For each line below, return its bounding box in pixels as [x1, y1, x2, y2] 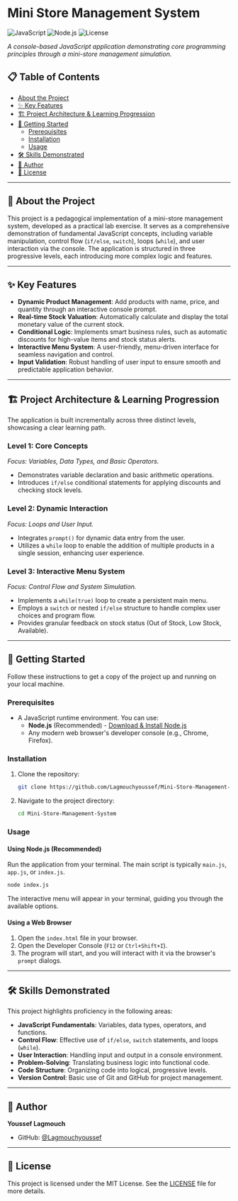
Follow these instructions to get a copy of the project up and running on [7, 672, 217, 681]
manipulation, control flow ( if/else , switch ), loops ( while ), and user [7, 236, 205, 245]
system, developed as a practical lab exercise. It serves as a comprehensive [7, 221, 230, 230]
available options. [7, 902, 59, 910]
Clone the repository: [17, 770, 80, 778]
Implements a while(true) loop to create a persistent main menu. [17, 596, 208, 605]
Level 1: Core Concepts [7, 441, 89, 451]
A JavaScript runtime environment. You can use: [17, 714, 159, 722]
